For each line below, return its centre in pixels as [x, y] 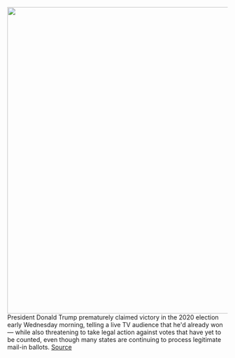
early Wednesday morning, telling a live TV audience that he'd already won [115, 325]
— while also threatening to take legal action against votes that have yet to [114, 332]
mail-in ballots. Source [40, 347]
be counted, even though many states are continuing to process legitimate [114, 339]
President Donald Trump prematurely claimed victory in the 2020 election [113, 317]
